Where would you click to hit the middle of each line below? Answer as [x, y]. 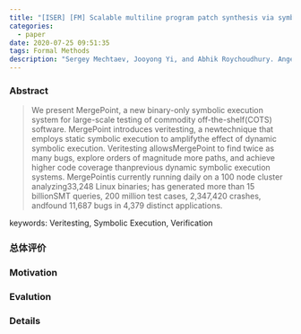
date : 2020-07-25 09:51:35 [60, 43]
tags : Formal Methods [50, 51]
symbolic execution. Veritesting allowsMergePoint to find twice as [153, 148]
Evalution [30, 297]
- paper [32, 34]
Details [25, 321]
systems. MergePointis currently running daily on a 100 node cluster [157, 177]
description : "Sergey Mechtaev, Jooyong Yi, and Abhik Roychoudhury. [142, 59]
